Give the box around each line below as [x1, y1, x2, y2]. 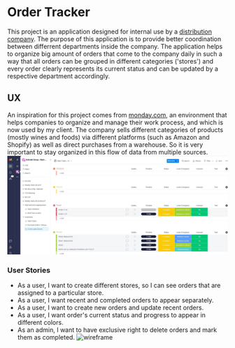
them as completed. [17, 333, 76, 342]
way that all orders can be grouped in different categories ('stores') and [7, 57, 213, 65]
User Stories [7, 266, 51, 275]
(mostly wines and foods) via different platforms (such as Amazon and [7, 133, 210, 141]
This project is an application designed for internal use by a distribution [7, 27, 212, 36]
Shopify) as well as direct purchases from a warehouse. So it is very [7, 140, 204, 149]
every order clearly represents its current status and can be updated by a [7, 64, 219, 73]
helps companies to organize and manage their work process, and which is [7, 118, 224, 126]
